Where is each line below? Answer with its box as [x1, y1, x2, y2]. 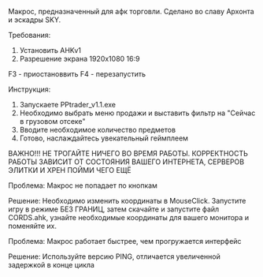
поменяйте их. [8, 221, 57, 230]
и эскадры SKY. [8, 15, 61, 24]
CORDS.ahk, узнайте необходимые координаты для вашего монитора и [8, 213, 250, 222]
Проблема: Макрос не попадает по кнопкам [8, 181, 157, 190]
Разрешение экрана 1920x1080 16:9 [19, 54, 140, 63]
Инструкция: [8, 84, 51, 94]
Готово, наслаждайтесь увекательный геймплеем [19, 133, 189, 143]
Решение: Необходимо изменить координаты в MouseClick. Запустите [8, 197, 246, 205]
